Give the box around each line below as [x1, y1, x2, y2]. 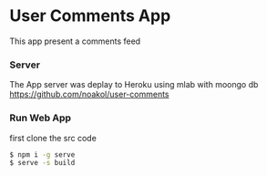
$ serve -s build [9, 159, 76, 168]
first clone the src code [9, 132, 98, 143]
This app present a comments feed [9, 36, 141, 47]
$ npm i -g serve [9, 150, 76, 160]
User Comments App [9, 5, 171, 26]
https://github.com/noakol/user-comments [9, 88, 169, 100]
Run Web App [9, 111, 71, 124]
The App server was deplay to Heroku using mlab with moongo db [9, 79, 259, 90]
